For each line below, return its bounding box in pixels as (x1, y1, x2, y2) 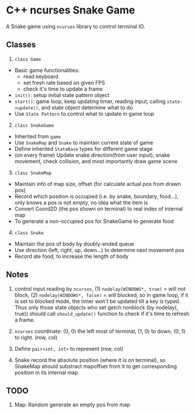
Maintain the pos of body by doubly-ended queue (14, 240, 134, 247)
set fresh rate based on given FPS (23, 79, 105, 86)
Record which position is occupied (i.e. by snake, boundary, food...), (14, 192, 179, 199)
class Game (14, 56, 41, 62)
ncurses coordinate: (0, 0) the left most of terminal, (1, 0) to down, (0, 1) (14, 327, 186, 334)
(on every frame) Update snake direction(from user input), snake (14, 151, 170, 158)
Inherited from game (14, 133, 61, 140)
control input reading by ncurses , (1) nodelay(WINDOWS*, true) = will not (14, 285, 186, 292)
